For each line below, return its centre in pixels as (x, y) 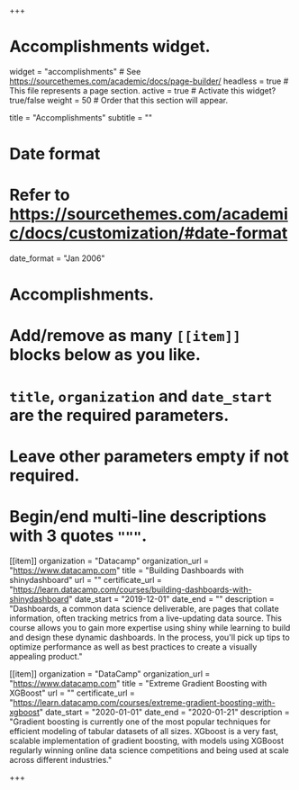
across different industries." (61, 759)
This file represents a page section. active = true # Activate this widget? (143, 90)
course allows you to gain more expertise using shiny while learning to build (150, 627)
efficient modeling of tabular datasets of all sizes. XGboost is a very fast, (144, 731)
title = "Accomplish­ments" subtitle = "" (81, 117)
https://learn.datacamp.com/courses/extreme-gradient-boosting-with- (145, 702)
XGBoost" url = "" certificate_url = (72, 693)
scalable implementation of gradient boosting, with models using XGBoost (146, 741)
